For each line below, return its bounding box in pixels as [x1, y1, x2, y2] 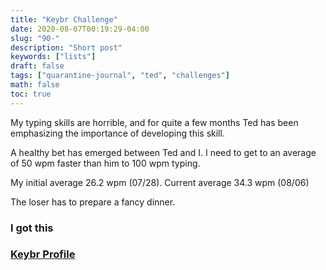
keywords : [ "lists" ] [10, 52, 97, 62]
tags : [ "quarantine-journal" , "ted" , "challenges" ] [10, 71, 230, 81]
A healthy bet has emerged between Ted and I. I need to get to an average [10, 146, 317, 158]
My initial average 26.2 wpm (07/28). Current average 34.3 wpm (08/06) [10, 176, 310, 188]
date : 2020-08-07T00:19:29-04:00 [10, 24, 150, 34]
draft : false [10, 61, 65, 71]
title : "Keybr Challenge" [10, 14, 118, 25]
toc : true [10, 89, 52, 99]
